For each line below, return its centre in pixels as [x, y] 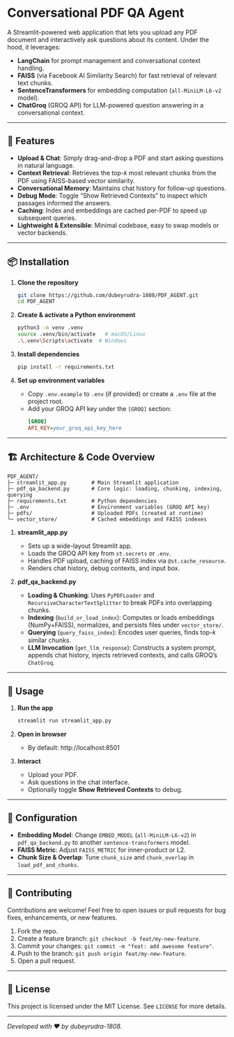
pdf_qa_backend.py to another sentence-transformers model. [104, 842]
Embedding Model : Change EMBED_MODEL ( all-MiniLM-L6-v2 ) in [107, 835]
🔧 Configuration [42, 818]
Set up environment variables [61, 380]
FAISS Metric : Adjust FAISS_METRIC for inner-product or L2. [101, 850]
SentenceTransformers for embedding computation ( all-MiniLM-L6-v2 [119, 90]
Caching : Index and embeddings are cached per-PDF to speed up [112, 210]
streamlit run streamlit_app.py [64, 721]
